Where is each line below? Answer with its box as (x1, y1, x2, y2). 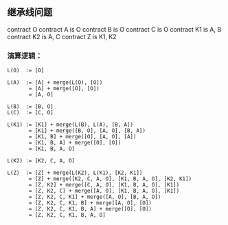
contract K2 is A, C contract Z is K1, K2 (7, 32, 117, 41)
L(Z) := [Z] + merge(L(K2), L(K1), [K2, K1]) (7, 169, 143, 177)
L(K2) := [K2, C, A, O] (7, 158, 76, 164)
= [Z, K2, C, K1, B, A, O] (28, 212, 106, 219)
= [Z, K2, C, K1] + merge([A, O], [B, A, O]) (28, 193, 161, 201)
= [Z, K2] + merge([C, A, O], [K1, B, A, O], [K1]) (28, 182, 180, 189)
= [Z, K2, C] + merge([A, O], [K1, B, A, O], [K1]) (28, 188, 180, 195)
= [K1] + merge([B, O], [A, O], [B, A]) (28, 127, 146, 134)
